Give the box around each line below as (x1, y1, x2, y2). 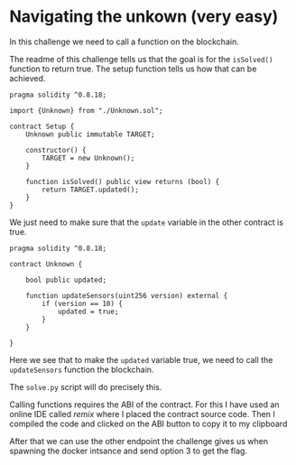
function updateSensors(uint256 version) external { (25, 291, 228, 300)
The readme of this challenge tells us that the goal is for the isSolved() (9, 53, 273, 64)
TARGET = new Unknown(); (42, 153, 135, 163)
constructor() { (25, 145, 88, 154)
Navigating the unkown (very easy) (9, 6, 279, 27)
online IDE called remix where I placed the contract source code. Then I (9, 408, 275, 419)
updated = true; (57, 307, 119, 316)
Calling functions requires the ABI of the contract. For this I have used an (9, 399, 280, 410)
